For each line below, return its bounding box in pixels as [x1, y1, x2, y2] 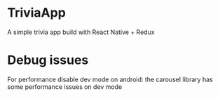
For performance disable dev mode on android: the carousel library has [7, 75, 214, 83]
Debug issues [7, 52, 89, 68]
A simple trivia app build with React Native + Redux [7, 28, 156, 36]
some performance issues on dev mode [7, 82, 123, 91]
